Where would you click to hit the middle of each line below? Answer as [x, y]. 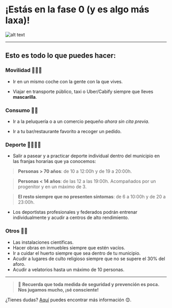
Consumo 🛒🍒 [22, 110]
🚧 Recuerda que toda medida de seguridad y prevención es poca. [89, 284]
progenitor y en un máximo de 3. [52, 187]
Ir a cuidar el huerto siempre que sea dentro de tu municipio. [77, 253]
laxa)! [18, 20]
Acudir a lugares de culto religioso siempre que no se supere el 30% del [89, 259]
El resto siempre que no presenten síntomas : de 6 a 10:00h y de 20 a [92, 197]
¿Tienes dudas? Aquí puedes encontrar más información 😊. [68, 300]
